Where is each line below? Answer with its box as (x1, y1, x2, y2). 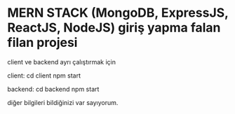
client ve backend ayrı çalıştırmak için (7, 57, 116, 66)
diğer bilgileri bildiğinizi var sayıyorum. (7, 98, 119, 106)
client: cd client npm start (7, 71, 81, 80)
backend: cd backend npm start (7, 85, 100, 93)
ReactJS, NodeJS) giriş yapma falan (7, 20, 221, 36)
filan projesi (7, 35, 78, 50)
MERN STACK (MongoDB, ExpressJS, (7, 5, 229, 21)
